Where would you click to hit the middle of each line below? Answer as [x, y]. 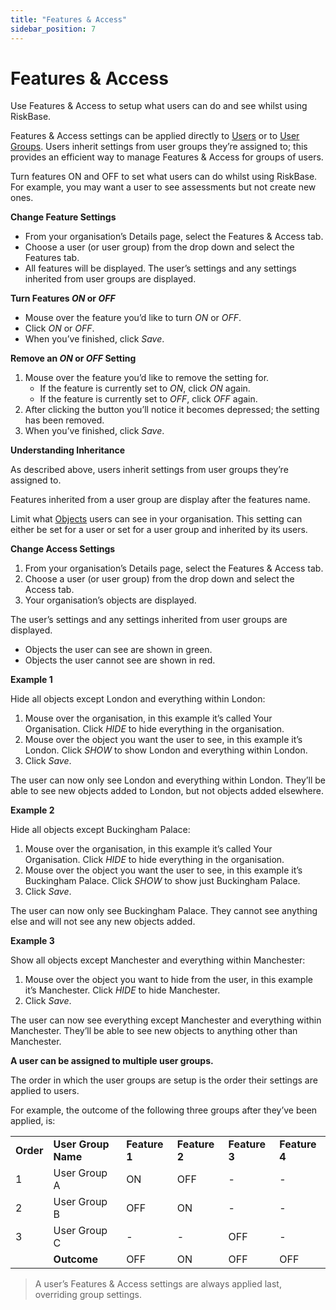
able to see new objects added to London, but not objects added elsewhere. [167, 791]
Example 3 [32, 941]
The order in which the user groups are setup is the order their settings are [164, 1080]
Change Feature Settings [63, 217]
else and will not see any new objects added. [103, 922]
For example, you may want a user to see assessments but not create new [163, 187]
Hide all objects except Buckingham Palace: [100, 830]
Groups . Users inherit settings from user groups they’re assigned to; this [159, 147]
